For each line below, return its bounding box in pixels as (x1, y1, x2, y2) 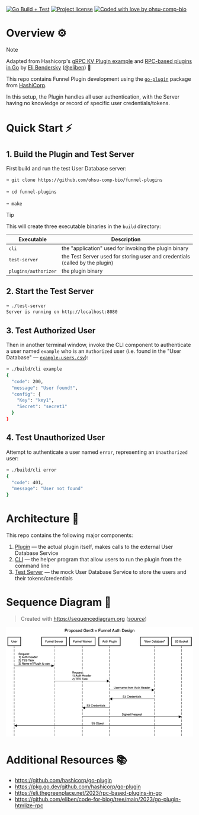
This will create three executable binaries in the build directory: (6, 223, 161, 230)
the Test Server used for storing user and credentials (61, 252, 191, 260)
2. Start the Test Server (6, 286, 94, 296)
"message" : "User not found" (11, 486, 84, 492)
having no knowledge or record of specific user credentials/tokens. (6, 99, 171, 106)
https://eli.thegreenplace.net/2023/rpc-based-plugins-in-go (14, 789, 162, 797)
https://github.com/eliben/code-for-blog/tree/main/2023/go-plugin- (14, 796, 181, 803)
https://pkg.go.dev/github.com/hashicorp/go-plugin (14, 783, 141, 790)
